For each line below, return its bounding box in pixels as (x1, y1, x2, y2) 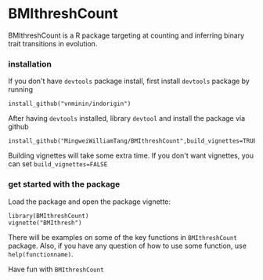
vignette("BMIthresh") (8, 219, 82, 227)
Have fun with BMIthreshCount (8, 264, 104, 274)
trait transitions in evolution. (8, 38, 98, 48)
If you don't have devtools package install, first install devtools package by (8, 76, 250, 86)
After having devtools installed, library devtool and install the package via (8, 114, 246, 123)
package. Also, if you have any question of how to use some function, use (8, 241, 247, 250)
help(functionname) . (8, 249, 74, 259)
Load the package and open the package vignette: (8, 197, 171, 206)
